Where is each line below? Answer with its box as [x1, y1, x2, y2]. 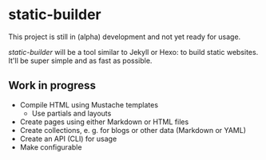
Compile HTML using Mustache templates [19, 100, 158, 109]
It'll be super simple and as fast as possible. [8, 56, 153, 65]
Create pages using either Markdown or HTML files [19, 117, 189, 127]
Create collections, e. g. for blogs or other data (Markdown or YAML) [19, 125, 246, 135]
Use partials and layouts [31, 108, 112, 118]
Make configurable [19, 142, 82, 152]
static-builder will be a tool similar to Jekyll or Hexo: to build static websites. [8, 47, 259, 57]
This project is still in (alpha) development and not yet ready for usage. [8, 32, 241, 41]
